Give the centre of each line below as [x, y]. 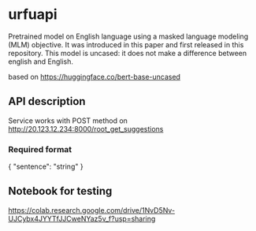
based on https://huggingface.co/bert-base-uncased [95, 76]
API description [47, 101]
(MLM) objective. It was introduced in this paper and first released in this [126, 44]
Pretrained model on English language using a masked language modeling [128, 36]
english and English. [41, 61]
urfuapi [33, 15]
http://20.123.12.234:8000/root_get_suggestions [86, 129]
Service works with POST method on [68, 121]
